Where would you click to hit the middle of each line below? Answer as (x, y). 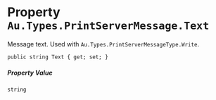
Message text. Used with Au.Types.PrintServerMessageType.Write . (103, 44)
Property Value (30, 73)
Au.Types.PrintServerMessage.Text (108, 26)
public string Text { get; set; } (58, 57)
